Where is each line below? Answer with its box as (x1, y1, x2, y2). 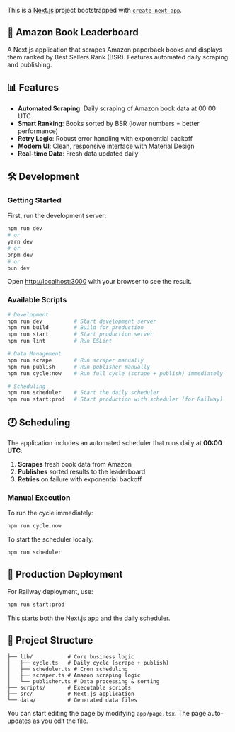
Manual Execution (7, 492, 71, 502)
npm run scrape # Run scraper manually (7, 357, 144, 364)
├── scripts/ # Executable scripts (7, 684, 132, 691)
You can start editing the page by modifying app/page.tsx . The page (7, 709, 207, 717)
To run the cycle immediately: (7, 509, 93, 517)
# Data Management (7, 350, 62, 358)
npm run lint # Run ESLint (7, 338, 113, 345)
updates (7, 716, 32, 725)
